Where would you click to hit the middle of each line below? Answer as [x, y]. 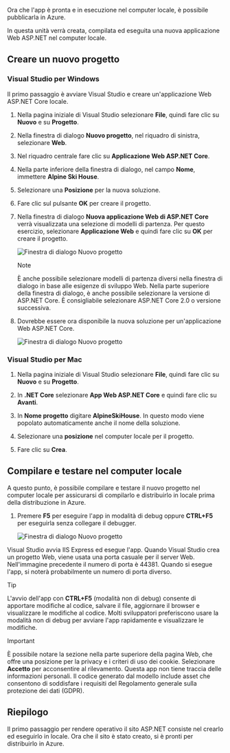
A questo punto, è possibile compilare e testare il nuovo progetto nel [104, 488]
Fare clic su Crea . [42, 449]
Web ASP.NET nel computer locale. [57, 38]
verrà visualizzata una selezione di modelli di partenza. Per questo [111, 223]
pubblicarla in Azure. [36, 17]
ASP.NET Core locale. [38, 101]
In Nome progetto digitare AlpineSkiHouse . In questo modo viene [111, 415]
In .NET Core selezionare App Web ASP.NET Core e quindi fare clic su [117, 395]
